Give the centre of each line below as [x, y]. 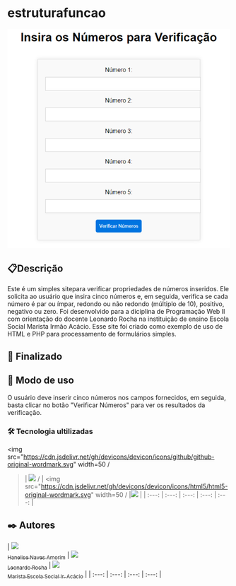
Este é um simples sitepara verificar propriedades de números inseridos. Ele [118, 289]
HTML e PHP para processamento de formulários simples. [92, 334]
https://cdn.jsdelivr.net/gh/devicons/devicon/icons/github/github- [119, 457]
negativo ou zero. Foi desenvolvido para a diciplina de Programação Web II [116, 312]
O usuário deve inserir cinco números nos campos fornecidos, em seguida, [117, 397]
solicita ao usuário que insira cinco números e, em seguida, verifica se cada [118, 297]
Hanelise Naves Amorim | [38, 556]
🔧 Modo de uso [41, 381]
